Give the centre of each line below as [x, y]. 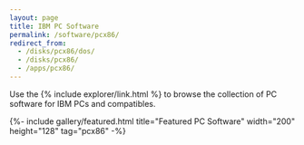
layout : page [34, 18]
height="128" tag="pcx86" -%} [68, 130]
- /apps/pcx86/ [46, 69]
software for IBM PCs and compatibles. [83, 103]
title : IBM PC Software [54, 26]
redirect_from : [38, 43]
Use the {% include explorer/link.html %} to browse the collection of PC [143, 94]
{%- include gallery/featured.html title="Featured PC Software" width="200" [152, 121]
